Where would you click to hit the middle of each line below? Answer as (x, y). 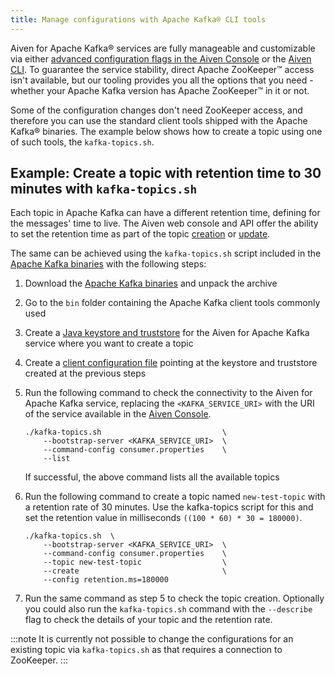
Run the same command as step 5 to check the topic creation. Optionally (174, 598)
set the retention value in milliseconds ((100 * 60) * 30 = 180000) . (163, 518)
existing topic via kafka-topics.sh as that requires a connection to (146, 650)
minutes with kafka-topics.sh (104, 189)
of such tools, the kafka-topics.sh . (82, 142)
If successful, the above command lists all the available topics (152, 477)
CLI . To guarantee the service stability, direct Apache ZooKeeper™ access (162, 69)
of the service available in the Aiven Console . (118, 414)
